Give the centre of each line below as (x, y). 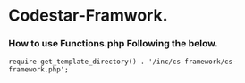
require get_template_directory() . (76, 62)
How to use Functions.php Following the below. (113, 44)
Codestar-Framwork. (88, 16)
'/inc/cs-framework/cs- (193, 62)
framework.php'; (38, 70)
